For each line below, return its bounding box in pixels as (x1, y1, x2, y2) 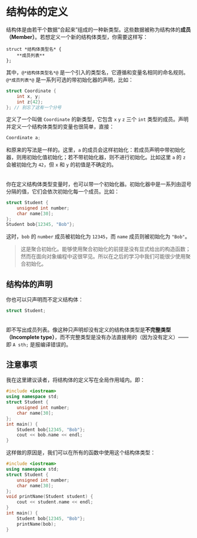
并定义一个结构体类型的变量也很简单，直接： (6, 123, 115, 130)
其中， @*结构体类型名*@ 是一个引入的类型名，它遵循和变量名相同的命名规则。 (6, 68, 189, 76)
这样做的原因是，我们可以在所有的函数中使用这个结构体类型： (6, 449, 156, 456)
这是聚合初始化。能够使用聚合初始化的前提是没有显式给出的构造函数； (20, 245, 191, 252)
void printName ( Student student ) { (6, 494, 94, 500)
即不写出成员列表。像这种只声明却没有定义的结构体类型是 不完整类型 (6, 326, 171, 333)
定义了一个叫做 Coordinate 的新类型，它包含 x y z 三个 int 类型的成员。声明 (6, 116, 189, 123)
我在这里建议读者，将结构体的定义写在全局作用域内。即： (6, 376, 145, 383)
